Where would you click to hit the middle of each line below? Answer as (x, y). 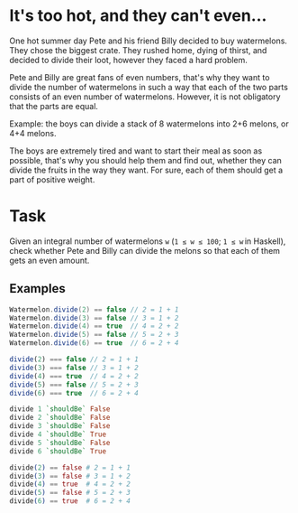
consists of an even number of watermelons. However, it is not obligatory (145, 97)
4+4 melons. (33, 133)
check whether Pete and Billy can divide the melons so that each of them (145, 250)
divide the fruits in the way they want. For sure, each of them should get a (146, 170)
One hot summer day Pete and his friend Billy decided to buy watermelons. (149, 41)
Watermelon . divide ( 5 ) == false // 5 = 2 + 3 (94, 335)
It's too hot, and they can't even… (138, 16)
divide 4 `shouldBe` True (58, 434)
